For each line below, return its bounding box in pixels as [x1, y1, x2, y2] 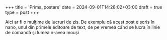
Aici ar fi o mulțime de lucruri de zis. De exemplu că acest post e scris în [5, 19, 155, 25]
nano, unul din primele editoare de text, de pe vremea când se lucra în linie [5, 24, 160, 30]
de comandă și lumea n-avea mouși [5, 30, 79, 35]
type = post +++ [5, 9, 39, 15]
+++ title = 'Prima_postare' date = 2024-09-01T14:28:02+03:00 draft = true [5, 4, 162, 10]
